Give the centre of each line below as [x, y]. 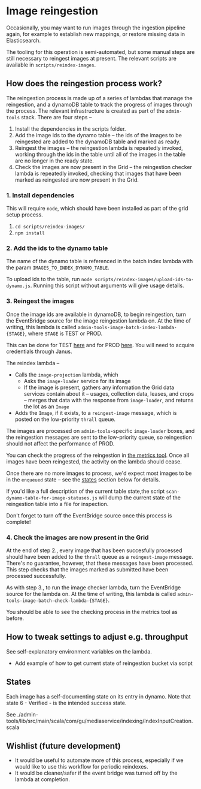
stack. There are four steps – [56, 117]
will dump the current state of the [140, 497]
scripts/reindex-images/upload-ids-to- [144, 280]
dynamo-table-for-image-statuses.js [52, 498]
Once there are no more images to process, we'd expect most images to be [99, 473]
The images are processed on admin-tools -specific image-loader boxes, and [100, 430]
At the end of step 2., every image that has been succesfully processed [94, 550]
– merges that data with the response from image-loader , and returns [109, 400]
